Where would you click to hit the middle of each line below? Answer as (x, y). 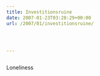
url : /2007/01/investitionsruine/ (50, 23)
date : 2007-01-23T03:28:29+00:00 (49, 18)
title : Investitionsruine (39, 12)
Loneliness (20, 67)
